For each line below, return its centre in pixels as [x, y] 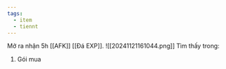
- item [23, 20]
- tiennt [26, 26]
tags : [15, 13]
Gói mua [29, 59]
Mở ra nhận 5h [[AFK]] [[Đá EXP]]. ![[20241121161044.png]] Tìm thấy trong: [113, 46]
